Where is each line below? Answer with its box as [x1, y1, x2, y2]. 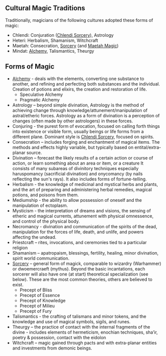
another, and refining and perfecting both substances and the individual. [12, 81, 160, 87]
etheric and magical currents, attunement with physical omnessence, [12, 213, 154, 219]
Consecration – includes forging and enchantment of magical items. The [12, 139, 160, 145]
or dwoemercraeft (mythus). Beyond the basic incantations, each [12, 266, 145, 271]
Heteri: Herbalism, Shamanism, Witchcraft [12, 37, 98, 43]
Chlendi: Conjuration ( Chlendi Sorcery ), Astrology [12, 32, 114, 38]
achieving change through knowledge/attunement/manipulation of [12, 107, 148, 113]
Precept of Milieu [19, 303, 55, 309]
